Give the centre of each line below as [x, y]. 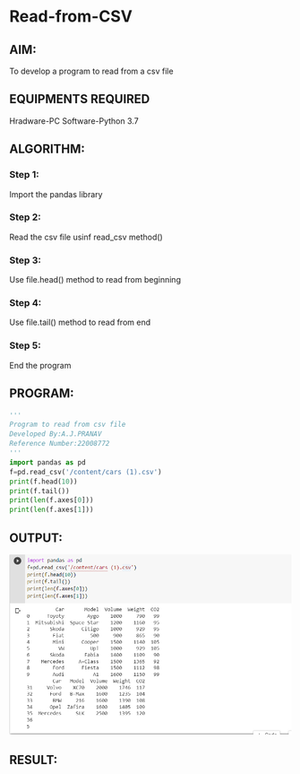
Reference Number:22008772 [60, 444]
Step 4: [26, 303]
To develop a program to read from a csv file [91, 71]
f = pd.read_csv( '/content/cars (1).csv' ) [86, 472]
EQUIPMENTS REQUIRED [80, 99]
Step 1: [24, 175]
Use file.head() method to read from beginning [95, 280]
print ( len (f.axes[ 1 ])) [51, 510]
